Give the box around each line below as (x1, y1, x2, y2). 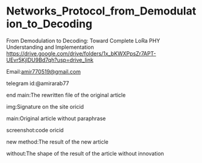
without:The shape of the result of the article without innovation (6, 150, 165, 157)
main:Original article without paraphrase (6, 115, 106, 122)
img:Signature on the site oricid (6, 103, 84, 110)
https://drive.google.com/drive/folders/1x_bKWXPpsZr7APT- (6, 50, 157, 57)
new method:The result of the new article (6, 138, 109, 145)
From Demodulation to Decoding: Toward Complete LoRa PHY (6, 37, 160, 44)
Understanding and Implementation (6, 43, 95, 51)
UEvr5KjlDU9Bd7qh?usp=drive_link (6, 56, 93, 63)
